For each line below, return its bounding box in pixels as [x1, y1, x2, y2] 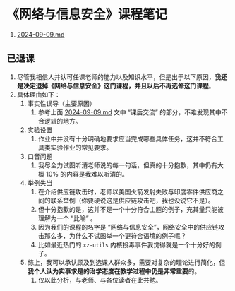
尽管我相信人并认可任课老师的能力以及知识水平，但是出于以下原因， [16, 72, 215, 81]
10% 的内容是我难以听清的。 [46, 170, 128, 178]
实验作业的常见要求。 [50, 143, 113, 152]
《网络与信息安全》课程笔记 [6, 6, 168, 23]
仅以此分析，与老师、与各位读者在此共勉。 [37, 275, 162, 284]
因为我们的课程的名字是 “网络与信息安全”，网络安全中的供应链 [37, 222, 219, 231]
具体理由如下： [16, 90, 61, 99]
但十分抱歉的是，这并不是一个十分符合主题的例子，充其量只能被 [37, 205, 224, 213]
